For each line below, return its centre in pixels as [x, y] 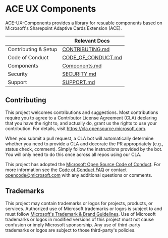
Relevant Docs [92, 41]
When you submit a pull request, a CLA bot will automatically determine [79, 138]
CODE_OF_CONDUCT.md [92, 57]
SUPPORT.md [79, 82]
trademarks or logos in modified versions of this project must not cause [79, 219]
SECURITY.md [79, 74]
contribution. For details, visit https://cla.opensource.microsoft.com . [76, 128]
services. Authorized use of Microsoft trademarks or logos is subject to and [84, 209]
